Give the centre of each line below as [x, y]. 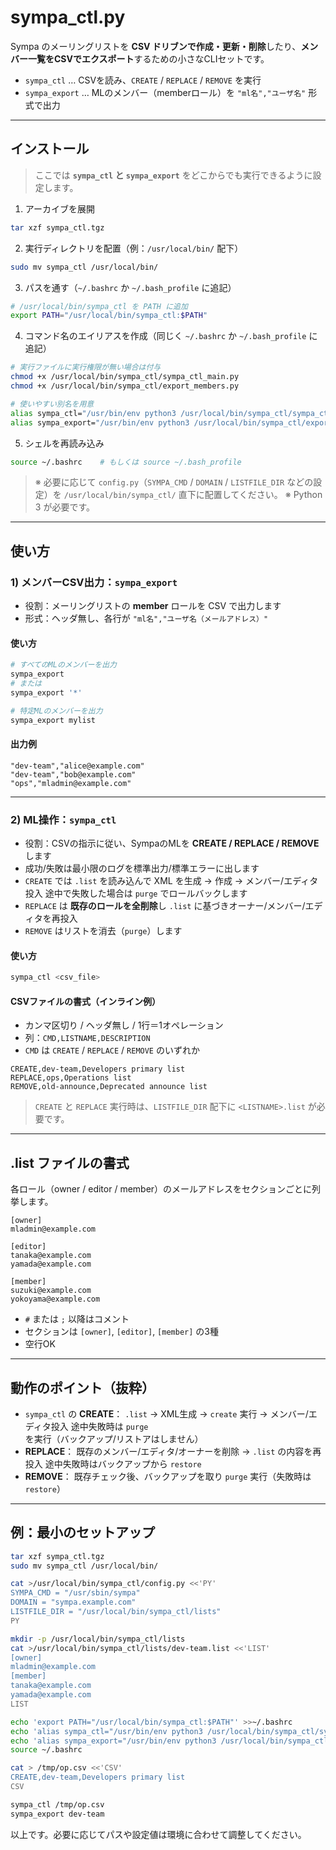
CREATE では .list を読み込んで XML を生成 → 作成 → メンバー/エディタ [171, 881]
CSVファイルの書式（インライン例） [85, 1001]
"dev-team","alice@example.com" [77, 766]
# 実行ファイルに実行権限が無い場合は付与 [86, 367]
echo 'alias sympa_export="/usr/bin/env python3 [113, 1741]
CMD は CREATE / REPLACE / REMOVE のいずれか [112, 1050]
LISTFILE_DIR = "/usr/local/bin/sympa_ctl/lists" [116, 1612]
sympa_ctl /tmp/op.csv [57, 1804]
